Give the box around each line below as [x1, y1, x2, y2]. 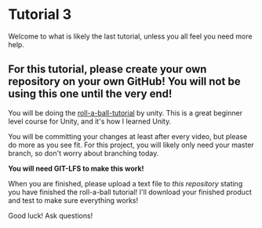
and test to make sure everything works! [8, 195, 139, 205]
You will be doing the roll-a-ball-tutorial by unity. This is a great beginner [8, 108, 243, 117]
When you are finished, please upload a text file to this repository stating [8, 178, 243, 188]
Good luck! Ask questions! [8, 211, 93, 220]
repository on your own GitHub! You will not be [8, 75, 241, 88]
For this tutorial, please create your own [8, 63, 207, 76]
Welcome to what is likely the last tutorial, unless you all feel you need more [8, 31, 253, 41]
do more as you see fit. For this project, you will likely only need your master [8, 140, 255, 149]
